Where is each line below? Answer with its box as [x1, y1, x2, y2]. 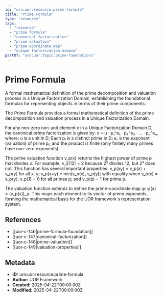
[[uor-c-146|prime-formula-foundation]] [12, 229, 93, 235]
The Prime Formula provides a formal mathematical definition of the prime [5, 110, 154, 116]
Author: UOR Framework [12, 276, 63, 282]
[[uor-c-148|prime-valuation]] [12, 239, 72, 245]
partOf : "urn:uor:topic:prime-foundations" [5, 53, 95, 58]
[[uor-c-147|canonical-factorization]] [12, 234, 87, 240]
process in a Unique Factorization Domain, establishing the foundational [5, 95, 150, 101]
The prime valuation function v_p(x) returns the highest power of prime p [5, 155, 152, 161]
